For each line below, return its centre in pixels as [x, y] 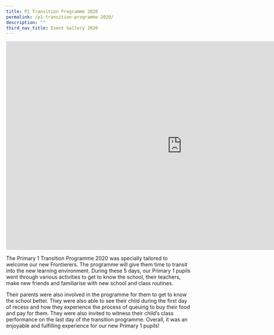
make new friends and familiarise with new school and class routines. [90, 283]
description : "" [26, 22]
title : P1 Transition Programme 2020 [52, 11]
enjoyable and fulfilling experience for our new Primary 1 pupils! [83, 326]
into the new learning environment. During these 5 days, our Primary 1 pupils [98, 271]
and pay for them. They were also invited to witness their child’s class [90, 313]
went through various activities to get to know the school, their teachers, [93, 277]
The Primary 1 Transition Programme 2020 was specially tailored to [87, 258]
